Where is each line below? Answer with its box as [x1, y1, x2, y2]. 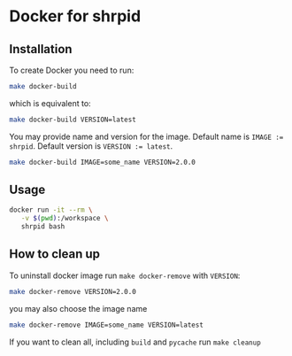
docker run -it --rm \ [9, 205, 93, 214]
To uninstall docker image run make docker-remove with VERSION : [9, 270, 241, 281]
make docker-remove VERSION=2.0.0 [9, 287, 137, 296]
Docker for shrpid [9, 6, 142, 27]
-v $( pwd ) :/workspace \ [20, 214, 109, 223]
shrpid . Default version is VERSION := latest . [9, 140, 173, 151]
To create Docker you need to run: [9, 65, 134, 75]
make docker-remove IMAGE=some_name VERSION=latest [9, 321, 204, 329]
